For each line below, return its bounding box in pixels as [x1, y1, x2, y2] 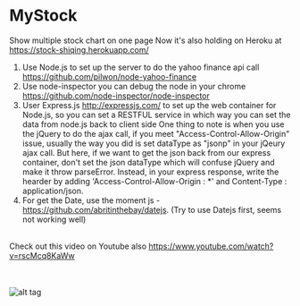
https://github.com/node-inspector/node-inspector [21, 90, 210, 101]
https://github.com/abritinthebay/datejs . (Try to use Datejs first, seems [21, 204, 282, 215]
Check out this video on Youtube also [9, 241, 147, 251]
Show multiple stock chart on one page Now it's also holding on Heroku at [9, 35, 282, 46]
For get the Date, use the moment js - [21, 194, 161, 206]
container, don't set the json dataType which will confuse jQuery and [21, 157, 275, 167]
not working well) [21, 214, 87, 225]
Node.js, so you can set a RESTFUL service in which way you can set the [21, 109, 291, 120]
